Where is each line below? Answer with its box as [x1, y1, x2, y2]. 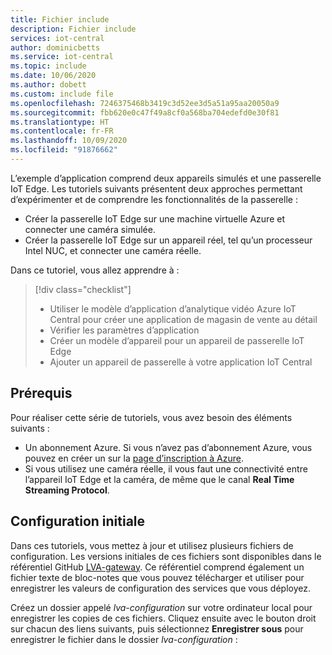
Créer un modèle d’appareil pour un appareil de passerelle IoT [49, 334, 305, 346]
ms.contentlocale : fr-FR [10, 126, 114, 136]
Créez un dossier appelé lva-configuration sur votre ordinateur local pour [10, 601, 313, 613]
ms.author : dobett [10, 80, 87, 90]
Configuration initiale [10, 513, 146, 530]
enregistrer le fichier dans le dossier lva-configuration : [10, 633, 238, 645]
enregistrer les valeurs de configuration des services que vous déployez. [10, 582, 311, 594]
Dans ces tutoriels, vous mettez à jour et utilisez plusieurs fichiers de [10, 539, 294, 551]
